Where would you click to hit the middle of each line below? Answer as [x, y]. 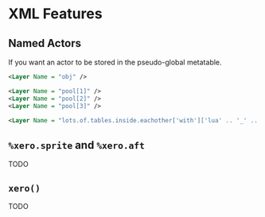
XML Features [55, 14]
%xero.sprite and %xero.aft [77, 145]
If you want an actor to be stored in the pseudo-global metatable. [115, 62]
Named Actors [45, 43]
